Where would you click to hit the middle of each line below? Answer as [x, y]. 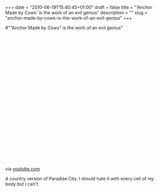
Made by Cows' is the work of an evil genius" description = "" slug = [76, 13]
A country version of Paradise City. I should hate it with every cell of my [79, 179]
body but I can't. [22, 184]
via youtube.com [23, 169]
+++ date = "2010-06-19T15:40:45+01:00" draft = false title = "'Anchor [79, 7]
